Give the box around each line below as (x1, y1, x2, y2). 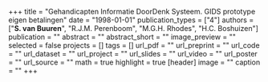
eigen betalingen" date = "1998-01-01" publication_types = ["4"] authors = (8, 15, 254, 25)
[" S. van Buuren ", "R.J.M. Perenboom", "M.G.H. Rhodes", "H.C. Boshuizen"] (8, 24, 259, 33)
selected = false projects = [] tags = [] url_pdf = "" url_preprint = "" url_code (8, 41, 260, 50)
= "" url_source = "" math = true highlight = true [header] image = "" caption (8, 57, 261, 67)
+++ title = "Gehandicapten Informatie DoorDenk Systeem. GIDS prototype (8, 7, 256, 16)
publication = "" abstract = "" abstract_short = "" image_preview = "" (8, 32, 237, 41)
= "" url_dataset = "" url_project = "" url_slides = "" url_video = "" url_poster (8, 49, 258, 58)
